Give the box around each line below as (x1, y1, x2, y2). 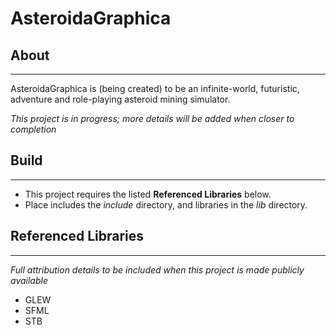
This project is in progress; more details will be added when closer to (10, 113, 295, 124)
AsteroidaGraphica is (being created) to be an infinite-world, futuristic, (10, 83, 300, 94)
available (10, 274, 48, 286)
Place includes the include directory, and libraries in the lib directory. (24, 198, 308, 211)
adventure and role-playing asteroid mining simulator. (10, 93, 231, 105)
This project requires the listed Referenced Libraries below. (24, 188, 272, 200)
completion (10, 123, 57, 135)
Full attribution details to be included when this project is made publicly (10, 263, 305, 276)
